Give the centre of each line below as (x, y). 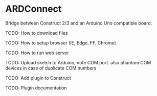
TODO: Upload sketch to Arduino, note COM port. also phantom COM (78, 62)
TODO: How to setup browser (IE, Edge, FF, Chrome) (61, 43)
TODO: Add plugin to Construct (38, 78)
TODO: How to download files (37, 33)
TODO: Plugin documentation (36, 88)
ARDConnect (33, 9)
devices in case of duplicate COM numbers (51, 68)
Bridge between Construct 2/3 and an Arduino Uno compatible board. (79, 23)
